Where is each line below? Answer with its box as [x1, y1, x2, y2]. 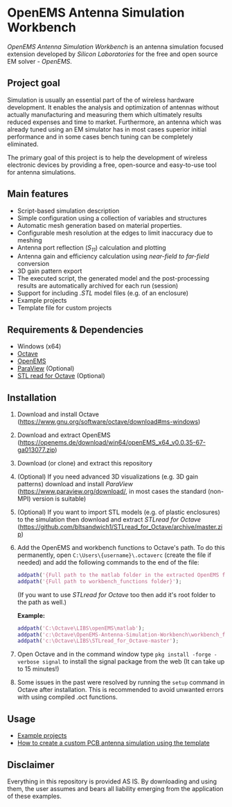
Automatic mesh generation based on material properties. [17, 221, 182, 229]
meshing [17, 236, 43, 244]
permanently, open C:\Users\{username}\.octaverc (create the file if [17, 551, 212, 559]
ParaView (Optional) [17, 364, 75, 373]
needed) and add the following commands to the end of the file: [17, 558, 199, 566]
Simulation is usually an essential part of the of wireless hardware [7, 96, 195, 104]
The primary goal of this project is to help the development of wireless [7, 153, 208, 161]
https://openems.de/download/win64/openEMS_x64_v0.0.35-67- [19, 438, 206, 446]
